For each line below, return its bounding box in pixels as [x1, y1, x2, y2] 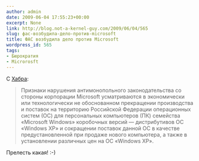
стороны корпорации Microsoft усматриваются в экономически [20, 93, 185, 100]
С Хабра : [6, 75, 29, 82]
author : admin [6, 8, 42, 15]
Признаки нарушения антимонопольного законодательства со [20, 86, 182, 94]
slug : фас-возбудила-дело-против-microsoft [6, 31, 117, 37]
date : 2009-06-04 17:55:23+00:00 [6, 14, 90, 20]
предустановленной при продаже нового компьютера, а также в [20, 131, 187, 138]
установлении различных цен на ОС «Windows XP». [20, 137, 154, 144]
